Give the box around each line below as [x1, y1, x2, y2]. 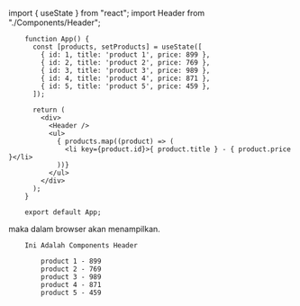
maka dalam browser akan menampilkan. [8, 224, 161, 234]
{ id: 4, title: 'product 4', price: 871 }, [41, 74, 211, 83]
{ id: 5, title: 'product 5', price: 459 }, [41, 82, 211, 91]
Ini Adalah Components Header [24, 241, 139, 250]
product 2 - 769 [41, 265, 102, 274]
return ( [32, 105, 66, 114]
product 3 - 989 [41, 273, 102, 282]
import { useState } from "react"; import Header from [8, 8, 205, 18]
